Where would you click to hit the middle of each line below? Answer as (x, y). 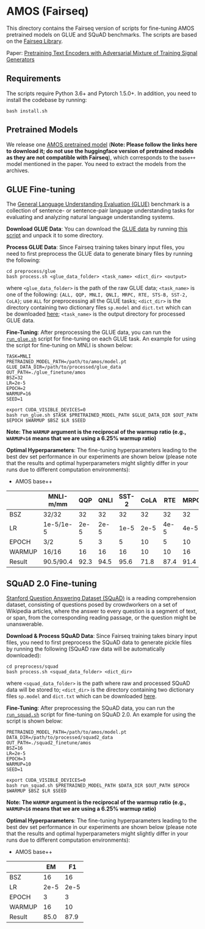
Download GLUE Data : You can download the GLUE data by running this (97, 229)
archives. (18, 170)
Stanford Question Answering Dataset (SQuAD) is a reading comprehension (101, 598)
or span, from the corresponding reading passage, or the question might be (101, 618)
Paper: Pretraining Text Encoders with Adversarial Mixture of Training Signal (102, 52)
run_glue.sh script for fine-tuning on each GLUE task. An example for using (101, 339)
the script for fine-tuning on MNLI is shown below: (70, 345)
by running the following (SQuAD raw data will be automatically (86, 649)
